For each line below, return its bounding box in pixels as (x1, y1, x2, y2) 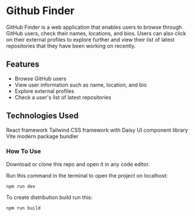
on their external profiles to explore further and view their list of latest (6, 36, 175, 43)
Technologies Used (6, 111, 78, 121)
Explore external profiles (14, 87, 75, 95)
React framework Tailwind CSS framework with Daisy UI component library (6, 126, 189, 133)
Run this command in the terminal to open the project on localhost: (6, 172, 168, 179)
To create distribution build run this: (6, 193, 93, 201)
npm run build (6, 205, 41, 211)
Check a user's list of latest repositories (14, 94, 111, 101)
